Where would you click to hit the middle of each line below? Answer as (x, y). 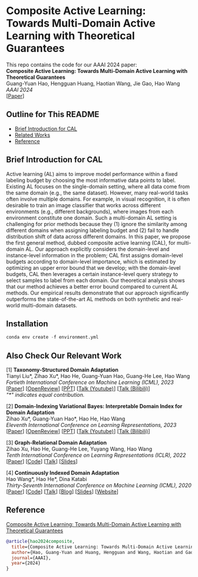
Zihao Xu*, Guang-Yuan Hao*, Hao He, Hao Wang (66, 419)
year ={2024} (26, 563)
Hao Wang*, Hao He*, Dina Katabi (47, 479)
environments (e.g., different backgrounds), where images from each (90, 211)
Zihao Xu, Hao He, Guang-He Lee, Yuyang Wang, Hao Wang (79, 449)
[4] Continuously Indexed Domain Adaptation (63, 473)
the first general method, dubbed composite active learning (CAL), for (91, 243)
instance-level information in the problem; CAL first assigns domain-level (95, 255)
